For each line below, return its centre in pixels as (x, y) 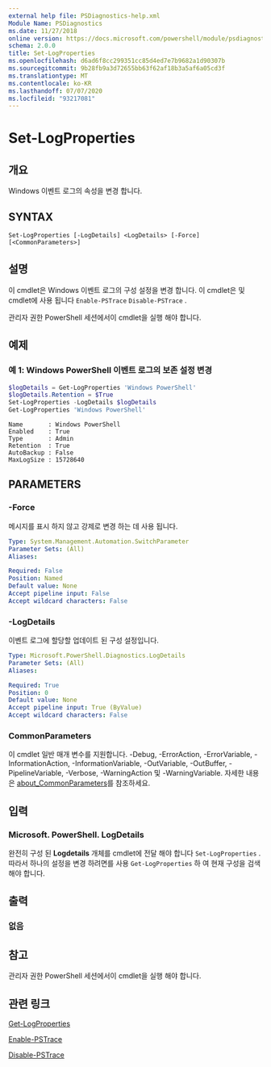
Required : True (34, 685)
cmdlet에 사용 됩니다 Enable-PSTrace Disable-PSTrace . (98, 300)
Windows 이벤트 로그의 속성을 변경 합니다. (75, 191)
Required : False (35, 571)
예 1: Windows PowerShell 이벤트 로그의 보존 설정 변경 (110, 370)
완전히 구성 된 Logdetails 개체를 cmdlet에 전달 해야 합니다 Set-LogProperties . (135, 853)
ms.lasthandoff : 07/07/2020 (56, 91)
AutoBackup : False (41, 453)
